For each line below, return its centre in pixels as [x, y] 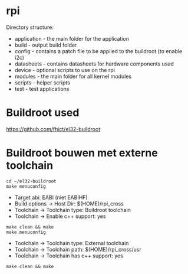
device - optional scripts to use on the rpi [65, 70]
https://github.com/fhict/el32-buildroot [53, 129]
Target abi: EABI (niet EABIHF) [51, 197]
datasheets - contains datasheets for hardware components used [94, 64]
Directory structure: [30, 27]
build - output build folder [46, 45]
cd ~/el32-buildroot [32, 181]
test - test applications [42, 89]
